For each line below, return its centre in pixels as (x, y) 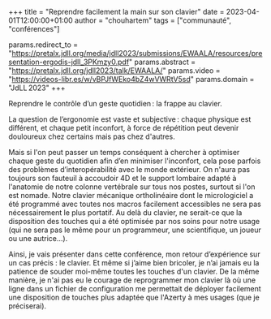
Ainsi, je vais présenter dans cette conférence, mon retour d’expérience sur (135, 254)
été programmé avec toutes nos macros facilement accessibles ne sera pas (135, 204)
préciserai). (28, 306)
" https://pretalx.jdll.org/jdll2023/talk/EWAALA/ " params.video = (114, 71)
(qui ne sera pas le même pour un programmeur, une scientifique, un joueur (135, 230)
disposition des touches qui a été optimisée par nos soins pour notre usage (134, 221)
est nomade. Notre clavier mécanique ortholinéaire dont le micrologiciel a (131, 195)
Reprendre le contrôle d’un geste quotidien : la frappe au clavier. (116, 103)
